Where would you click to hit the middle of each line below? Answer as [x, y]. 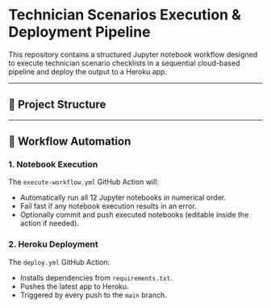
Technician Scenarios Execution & [125, 15]
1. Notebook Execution [53, 165]
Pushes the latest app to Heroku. [74, 286]
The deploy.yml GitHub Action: [59, 262]
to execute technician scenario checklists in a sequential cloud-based [124, 63]
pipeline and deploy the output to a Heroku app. [88, 71]
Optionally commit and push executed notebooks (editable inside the [134, 215]
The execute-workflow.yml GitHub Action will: [84, 182]
